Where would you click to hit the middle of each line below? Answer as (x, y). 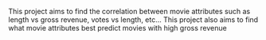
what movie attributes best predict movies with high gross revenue (117, 28)
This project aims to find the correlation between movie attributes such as (129, 11)
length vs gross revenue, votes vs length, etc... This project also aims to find (133, 20)
